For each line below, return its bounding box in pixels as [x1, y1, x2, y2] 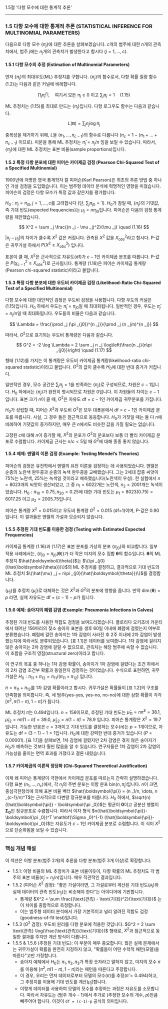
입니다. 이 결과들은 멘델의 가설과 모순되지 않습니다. [5, 514, 104, 520]
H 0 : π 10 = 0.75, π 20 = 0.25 [23, 488, 79, 496]
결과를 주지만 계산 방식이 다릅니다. [21, 934, 89, 940]
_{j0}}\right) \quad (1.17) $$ [56, 347, 112, 353]
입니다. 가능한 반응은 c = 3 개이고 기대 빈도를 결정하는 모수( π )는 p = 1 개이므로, [5, 723, 158, 729]
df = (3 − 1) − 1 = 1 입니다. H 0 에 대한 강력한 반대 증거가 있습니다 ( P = [18, 729, 152, 737]
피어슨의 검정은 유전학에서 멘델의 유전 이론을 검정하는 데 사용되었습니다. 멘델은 [5, 463, 159, 469]
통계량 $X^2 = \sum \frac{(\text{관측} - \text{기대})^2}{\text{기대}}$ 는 [19, 895, 162, 901]
